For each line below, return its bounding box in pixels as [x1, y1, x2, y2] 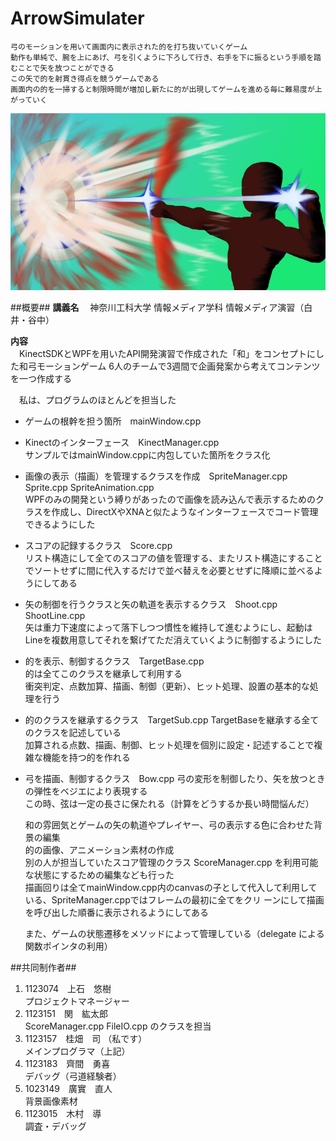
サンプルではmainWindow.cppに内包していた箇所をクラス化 [24, 449, 271, 461]
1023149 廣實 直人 [24, 1083, 113, 1095]
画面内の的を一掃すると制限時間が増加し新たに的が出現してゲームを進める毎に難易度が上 [10, 84, 323, 94]
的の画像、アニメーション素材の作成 [24, 844, 175, 856]
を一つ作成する [10, 373, 72, 385]
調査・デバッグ [24, 1120, 87, 1132]
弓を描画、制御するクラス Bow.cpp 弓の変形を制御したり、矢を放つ [24, 773, 308, 785]
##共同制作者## [10, 962, 77, 974]
